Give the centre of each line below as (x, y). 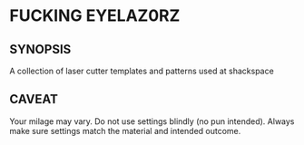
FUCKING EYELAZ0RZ (95, 16)
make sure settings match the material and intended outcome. (125, 130)
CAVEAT (34, 99)
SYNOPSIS (40, 49)
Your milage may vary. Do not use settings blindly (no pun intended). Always (152, 121)
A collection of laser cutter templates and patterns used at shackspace (142, 71)
